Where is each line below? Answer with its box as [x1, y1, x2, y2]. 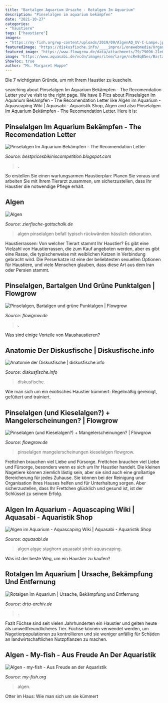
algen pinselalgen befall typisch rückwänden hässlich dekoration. [17, 230, 152, 237]
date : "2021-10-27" [5, 17, 46, 22]
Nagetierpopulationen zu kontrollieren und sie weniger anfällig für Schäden [5, 631, 160, 637]
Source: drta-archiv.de [5, 601, 52, 607]
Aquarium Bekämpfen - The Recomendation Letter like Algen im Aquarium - [5, 97, 161, 103]
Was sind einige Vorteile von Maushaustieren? [5, 332, 100, 338]
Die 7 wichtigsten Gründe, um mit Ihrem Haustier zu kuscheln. [5, 77, 133, 83]
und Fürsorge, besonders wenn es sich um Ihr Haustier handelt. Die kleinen [5, 464, 160, 470]
